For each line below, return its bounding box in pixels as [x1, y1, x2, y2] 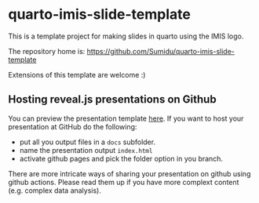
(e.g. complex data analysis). [8, 186, 102, 195]
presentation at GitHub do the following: [8, 121, 137, 131]
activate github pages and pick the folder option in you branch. [19, 154, 224, 163]
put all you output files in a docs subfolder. [19, 137, 155, 147]
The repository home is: [8, 46, 86, 56]
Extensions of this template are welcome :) [8, 70, 146, 79]
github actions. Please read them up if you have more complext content [8, 177, 239, 187]
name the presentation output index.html [19, 145, 153, 154]
